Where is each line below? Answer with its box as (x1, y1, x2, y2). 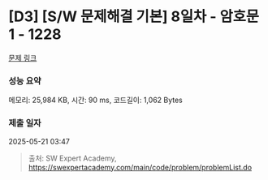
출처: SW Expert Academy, (28, 153, 117, 163)
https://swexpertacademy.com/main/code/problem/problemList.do (28, 162, 253, 172)
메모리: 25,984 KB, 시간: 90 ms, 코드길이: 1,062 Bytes (8, 95, 183, 105)
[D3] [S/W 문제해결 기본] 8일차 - (8, 7, 217, 26)
